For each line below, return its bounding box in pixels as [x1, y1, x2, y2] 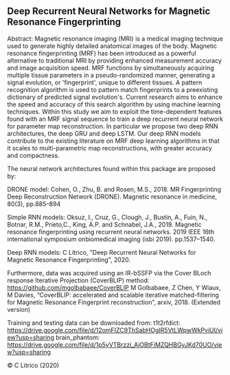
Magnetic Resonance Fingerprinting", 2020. [7, 255, 131, 264]
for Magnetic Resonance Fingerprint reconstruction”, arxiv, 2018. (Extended [7, 298, 221, 306]
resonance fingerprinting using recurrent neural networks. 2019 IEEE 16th [7, 227, 215, 236]
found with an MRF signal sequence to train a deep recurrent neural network [7, 115, 223, 123]
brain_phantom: [56, 333, 100, 341]
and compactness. [7, 151, 60, 159]
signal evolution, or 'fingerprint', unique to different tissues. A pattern [7, 78, 203, 87]
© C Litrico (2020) [7, 361, 60, 370]
